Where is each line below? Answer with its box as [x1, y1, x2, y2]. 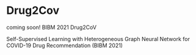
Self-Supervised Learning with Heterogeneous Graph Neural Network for [6, 35, 191, 42]
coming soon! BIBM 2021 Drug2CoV [6, 24, 96, 31]
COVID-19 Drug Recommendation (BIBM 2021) [6, 42, 123, 49]
